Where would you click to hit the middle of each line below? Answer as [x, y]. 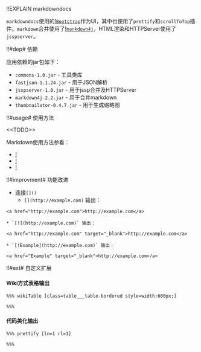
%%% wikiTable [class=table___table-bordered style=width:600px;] [91, 296]
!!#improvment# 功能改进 [37, 180]
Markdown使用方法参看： [38, 142]
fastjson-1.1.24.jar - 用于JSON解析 [61, 82]
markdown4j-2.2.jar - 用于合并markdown [66, 97]
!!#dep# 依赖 [22, 49]
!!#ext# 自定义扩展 [29, 268]
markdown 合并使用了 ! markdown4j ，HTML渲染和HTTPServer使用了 [97, 29]
